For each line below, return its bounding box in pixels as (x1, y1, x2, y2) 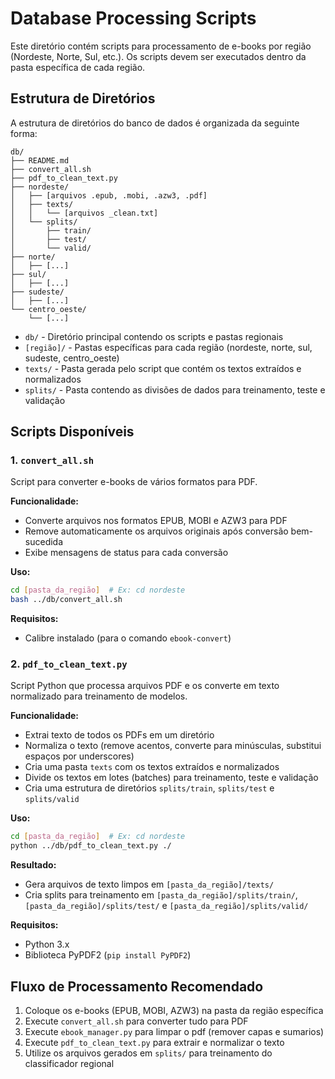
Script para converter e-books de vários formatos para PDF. (10, 476, 258, 488)
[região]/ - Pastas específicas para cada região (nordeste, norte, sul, (24, 341, 313, 353)
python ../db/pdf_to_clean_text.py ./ (10, 841, 172, 851)
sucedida (24, 536, 64, 548)
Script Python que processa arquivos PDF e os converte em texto (10, 680, 280, 692)
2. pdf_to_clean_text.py (10, 657, 128, 671)
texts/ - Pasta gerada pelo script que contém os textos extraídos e (24, 362, 302, 374)
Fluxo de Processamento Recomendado (10, 978, 264, 995)
